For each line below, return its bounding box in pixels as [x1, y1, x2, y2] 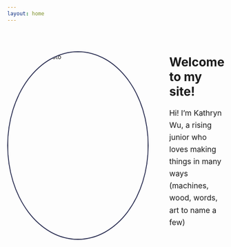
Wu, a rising [169, 120, 212, 130]
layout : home [7, 10, 45, 17]
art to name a [169, 205, 217, 215]
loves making [169, 144, 217, 154]
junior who [169, 132, 207, 142]
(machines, [169, 181, 209, 191]
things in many [169, 156, 222, 167]
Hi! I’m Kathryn [169, 108, 222, 118]
